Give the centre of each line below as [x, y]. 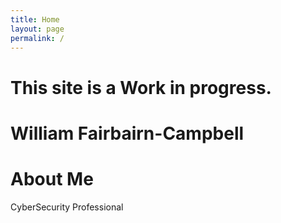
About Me [52, 178]
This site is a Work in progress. [141, 87]
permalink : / [37, 38]
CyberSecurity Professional [67, 207]
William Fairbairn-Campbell [127, 133]
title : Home [35, 19]
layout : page [37, 29]
